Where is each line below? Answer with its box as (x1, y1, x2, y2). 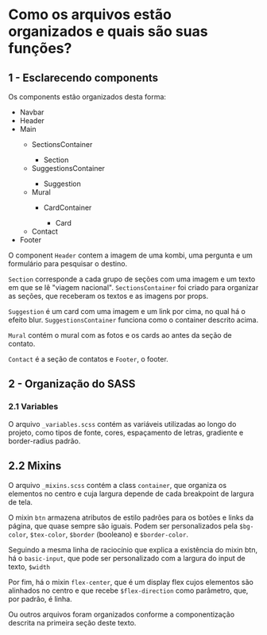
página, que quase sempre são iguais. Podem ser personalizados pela (8, 521, 238, 530)
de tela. (8, 497, 33, 506)
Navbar (19, 107, 44, 117)
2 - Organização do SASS (8, 378, 136, 391)
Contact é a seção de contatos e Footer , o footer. (8, 354, 168, 363)
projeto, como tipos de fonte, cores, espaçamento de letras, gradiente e (8, 428, 244, 437)
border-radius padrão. (8, 436, 81, 446)
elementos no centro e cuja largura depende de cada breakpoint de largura (8, 489, 254, 498)
